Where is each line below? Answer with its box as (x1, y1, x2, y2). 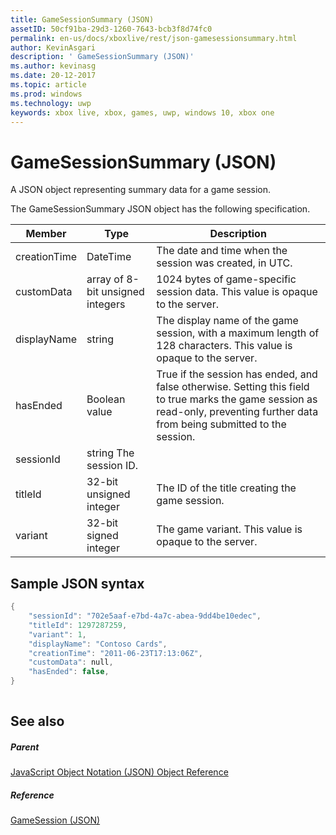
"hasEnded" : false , (28, 667, 110, 677)
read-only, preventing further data (156, 405, 319, 419)
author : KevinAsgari (10, 42, 97, 53)
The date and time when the (156, 244, 288, 258)
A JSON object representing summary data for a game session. (10, 184, 271, 196)
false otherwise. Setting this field (156, 380, 310, 394)
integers (86, 297, 126, 311)
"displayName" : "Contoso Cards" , (28, 639, 168, 649)
